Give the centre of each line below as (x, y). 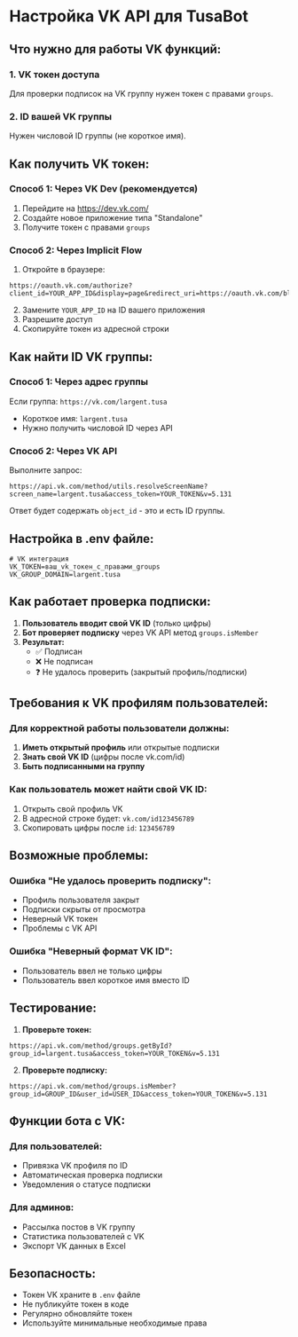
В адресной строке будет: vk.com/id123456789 (108, 818)
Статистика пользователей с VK (83, 1236)
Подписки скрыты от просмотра (84, 909)
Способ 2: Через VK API (63, 451)
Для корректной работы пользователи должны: (119, 728)
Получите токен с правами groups (86, 227)
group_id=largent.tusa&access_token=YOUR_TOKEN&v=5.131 (114, 1053)
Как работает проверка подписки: (110, 602)
